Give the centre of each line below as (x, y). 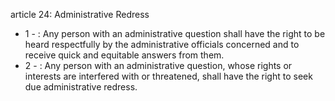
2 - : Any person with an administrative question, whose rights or (158, 65)
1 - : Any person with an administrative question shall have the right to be (175, 33)
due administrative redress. (81, 87)
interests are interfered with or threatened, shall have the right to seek (168, 76)
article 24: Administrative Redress (80, 14)
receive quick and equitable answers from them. (124, 55)
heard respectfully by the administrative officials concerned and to (162, 44)
